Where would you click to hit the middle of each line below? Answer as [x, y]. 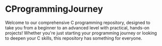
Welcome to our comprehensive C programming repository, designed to [78, 23]
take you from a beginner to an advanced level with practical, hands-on [77, 27]
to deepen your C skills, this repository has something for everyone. [74, 38]
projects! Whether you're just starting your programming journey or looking [81, 33]
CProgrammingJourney [54, 9]
